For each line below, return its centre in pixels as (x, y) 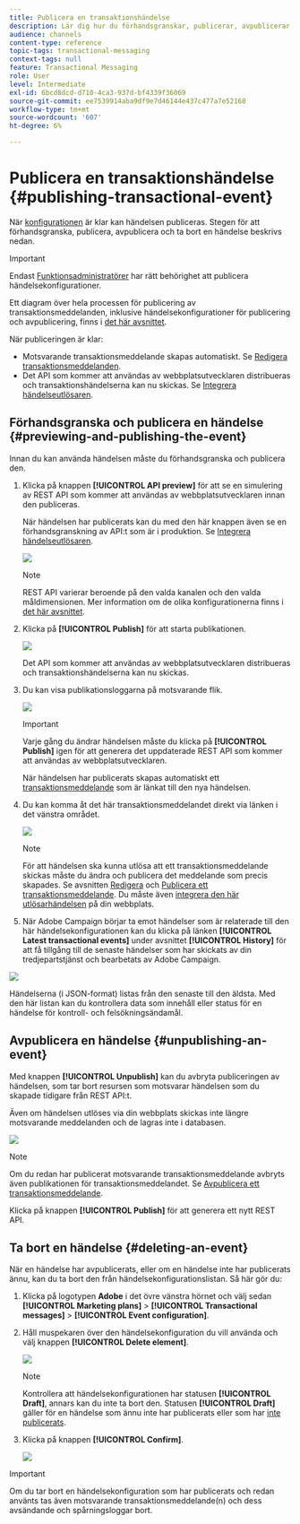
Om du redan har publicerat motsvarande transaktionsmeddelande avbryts (147, 1173)
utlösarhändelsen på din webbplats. (88, 904)
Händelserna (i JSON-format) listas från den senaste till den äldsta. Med (142, 993)
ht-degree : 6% (36, 126)
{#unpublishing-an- (210, 1041)
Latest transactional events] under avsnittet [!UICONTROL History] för (154, 940)
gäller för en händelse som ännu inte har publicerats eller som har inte (151, 1413)
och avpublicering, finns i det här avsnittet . (88, 321)
